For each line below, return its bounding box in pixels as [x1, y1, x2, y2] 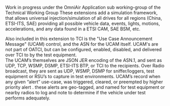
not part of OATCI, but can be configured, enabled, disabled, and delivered [5, 47, 162, 52]
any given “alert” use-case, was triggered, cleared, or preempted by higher [5, 79, 163, 85]
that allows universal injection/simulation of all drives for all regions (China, [5, 15, 162, 21]
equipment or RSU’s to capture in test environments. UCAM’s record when [5, 74, 161, 79]
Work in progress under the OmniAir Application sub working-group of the [5, 5, 161, 10]
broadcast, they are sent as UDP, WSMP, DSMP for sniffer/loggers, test [5, 68, 155, 74]
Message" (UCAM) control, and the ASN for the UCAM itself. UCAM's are [5, 41, 159, 47]
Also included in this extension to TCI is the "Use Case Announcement [5, 36, 153, 42]
